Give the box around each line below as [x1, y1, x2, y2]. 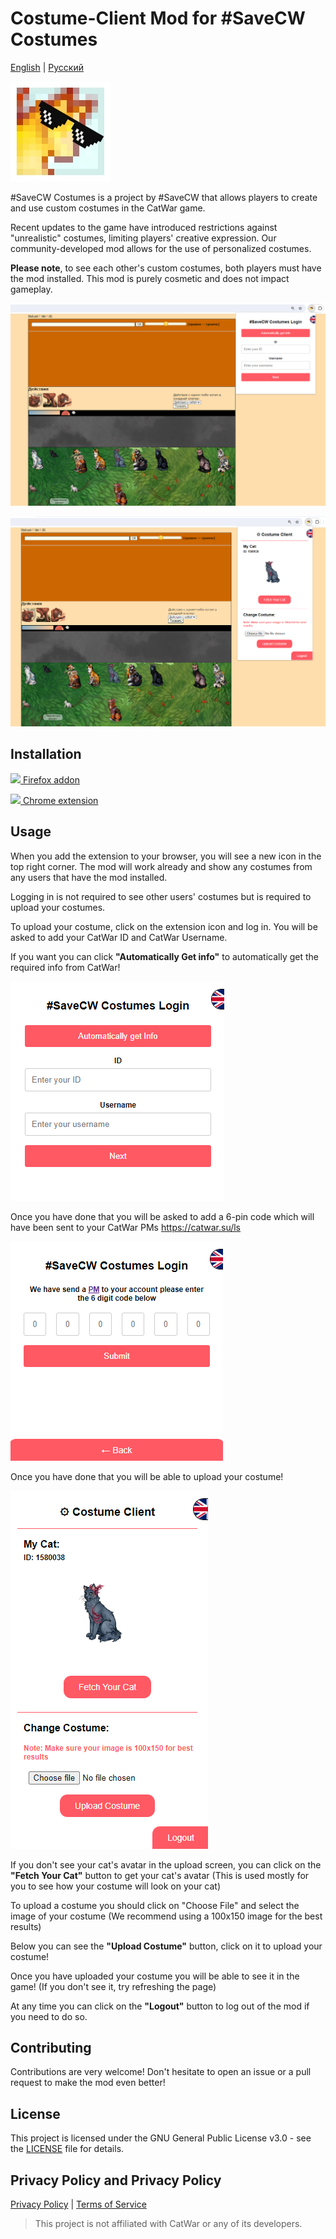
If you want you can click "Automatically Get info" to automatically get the [10, 950, 319, 962]
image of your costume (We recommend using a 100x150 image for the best [10, 1910, 323, 1922]
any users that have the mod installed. [10, 871, 168, 883]
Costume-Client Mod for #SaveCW [10, 7, 306, 30]
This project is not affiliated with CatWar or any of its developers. [34, 2218, 303, 2230]
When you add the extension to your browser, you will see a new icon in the [10, 850, 322, 862]
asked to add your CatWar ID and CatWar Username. [10, 931, 228, 943]
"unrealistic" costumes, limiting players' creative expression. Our [10, 232, 277, 244]
